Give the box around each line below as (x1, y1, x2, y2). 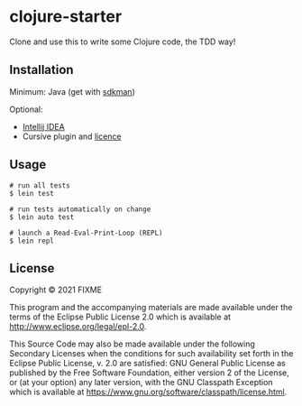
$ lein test (9, 189, 54, 198)
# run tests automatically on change (9, 205, 151, 214)
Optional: (9, 104, 43, 115)
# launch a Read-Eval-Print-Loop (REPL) (9, 228, 164, 237)
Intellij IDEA (22, 121, 65, 132)
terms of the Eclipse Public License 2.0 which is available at (9, 311, 232, 322)
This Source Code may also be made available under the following (9, 338, 255, 349)
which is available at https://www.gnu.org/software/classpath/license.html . (9, 386, 288, 398)
